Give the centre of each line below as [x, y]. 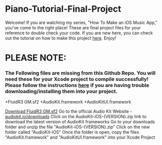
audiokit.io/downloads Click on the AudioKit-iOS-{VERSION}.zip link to [76, 117]
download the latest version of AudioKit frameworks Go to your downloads [80, 122]
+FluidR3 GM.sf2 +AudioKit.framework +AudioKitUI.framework [68, 102]
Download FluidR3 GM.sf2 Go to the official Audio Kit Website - [69, 111]
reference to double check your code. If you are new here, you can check [79, 33]
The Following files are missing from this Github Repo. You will [81, 73]
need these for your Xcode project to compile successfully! [77, 79]
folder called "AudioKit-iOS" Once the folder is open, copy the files [72, 132]
